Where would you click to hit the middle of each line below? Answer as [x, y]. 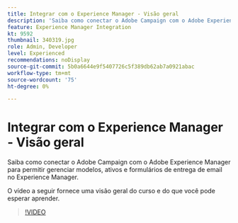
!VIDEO [35, 212]
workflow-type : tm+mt [39, 73]
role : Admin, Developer [42, 47]
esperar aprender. [34, 198]
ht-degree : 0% [28, 86]
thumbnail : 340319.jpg [41, 40]
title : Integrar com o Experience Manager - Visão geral [93, 14]
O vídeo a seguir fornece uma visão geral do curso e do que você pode [112, 191]
